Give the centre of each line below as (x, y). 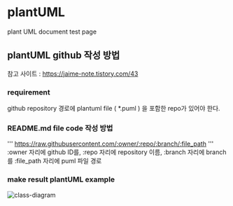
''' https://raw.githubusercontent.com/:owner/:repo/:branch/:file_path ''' (111, 144)
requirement (29, 92)
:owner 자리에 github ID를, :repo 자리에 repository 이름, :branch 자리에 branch (117, 152)
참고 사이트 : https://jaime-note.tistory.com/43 (73, 74)
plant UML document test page (52, 32)
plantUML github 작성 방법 (64, 56)
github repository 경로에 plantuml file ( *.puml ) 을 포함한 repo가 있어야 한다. (114, 109)
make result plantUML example (61, 179)
